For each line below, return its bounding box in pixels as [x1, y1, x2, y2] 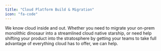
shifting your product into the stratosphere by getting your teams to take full [5, 35, 157, 41]
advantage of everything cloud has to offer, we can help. [5, 40, 118, 46]
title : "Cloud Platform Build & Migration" [5, 7, 95, 12]
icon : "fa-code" [5, 12, 38, 17]
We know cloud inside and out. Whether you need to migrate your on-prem [5, 25, 155, 31]
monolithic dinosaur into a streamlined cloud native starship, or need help [5, 30, 152, 36]
